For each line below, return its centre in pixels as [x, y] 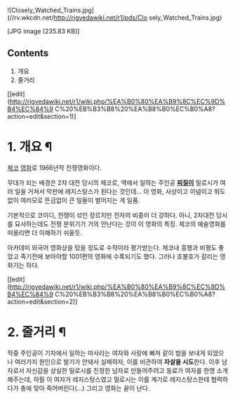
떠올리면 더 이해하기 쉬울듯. [45, 233]
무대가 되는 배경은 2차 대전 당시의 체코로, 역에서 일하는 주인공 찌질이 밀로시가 [113, 183]
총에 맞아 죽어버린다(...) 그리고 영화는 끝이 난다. [85, 388]
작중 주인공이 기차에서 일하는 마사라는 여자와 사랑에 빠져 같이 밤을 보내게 [106, 353]
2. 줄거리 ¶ [37, 332]
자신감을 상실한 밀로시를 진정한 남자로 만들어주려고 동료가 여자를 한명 [120, 370]
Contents [28, 53]
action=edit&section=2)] [42, 301]
